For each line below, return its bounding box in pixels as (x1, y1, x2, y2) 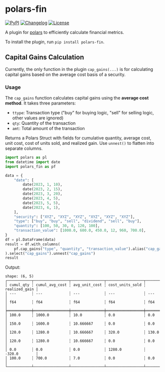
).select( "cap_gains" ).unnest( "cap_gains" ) (5, 251, 96, 256)
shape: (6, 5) (5, 274, 34, 279)
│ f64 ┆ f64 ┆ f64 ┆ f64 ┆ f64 (5, 300, 155, 305)
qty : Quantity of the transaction (12, 120, 76, 126)
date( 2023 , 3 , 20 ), (23, 191, 63, 197)
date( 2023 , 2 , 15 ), (23, 187, 63, 192)
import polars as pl (5, 155, 48, 160)
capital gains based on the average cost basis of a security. (5, 71, 126, 77)
